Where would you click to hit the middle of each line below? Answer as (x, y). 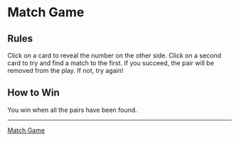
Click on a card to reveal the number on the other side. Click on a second (115, 55)
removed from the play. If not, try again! (65, 70)
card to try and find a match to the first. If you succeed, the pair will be (111, 63)
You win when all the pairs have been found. (72, 110)
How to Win (33, 93)
